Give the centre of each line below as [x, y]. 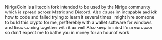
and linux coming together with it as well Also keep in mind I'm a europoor [79, 27]
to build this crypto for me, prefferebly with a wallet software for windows [78, 22]
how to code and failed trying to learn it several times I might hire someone [80, 17]
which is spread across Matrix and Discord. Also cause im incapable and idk [81, 12]
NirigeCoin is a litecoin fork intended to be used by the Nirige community [78, 7]
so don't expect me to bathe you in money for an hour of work [67, 33]
